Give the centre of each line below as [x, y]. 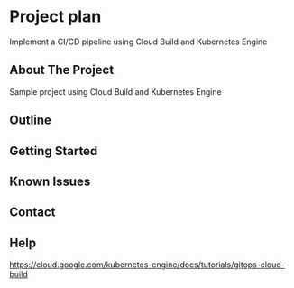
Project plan [55, 17]
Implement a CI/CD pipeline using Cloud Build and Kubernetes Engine [138, 42]
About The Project [62, 70]
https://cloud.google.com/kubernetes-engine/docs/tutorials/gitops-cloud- [147, 265]
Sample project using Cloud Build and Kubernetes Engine [116, 91]
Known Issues [50, 181]
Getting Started [54, 151]
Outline [30, 121]
